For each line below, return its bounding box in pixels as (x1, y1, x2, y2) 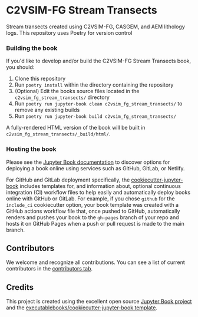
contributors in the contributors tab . (6, 265, 93, 272)
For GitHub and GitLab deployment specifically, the (6, 176, 130, 183)
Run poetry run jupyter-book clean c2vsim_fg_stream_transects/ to (14, 100, 183, 107)
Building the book (6, 44, 58, 52)
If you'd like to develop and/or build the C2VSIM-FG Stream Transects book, (6, 57, 192, 65)
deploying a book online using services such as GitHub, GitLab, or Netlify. (6, 164, 185, 171)
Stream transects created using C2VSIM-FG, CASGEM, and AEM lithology (6, 23, 186, 30)
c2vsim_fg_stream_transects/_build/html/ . (6, 130, 111, 137)
